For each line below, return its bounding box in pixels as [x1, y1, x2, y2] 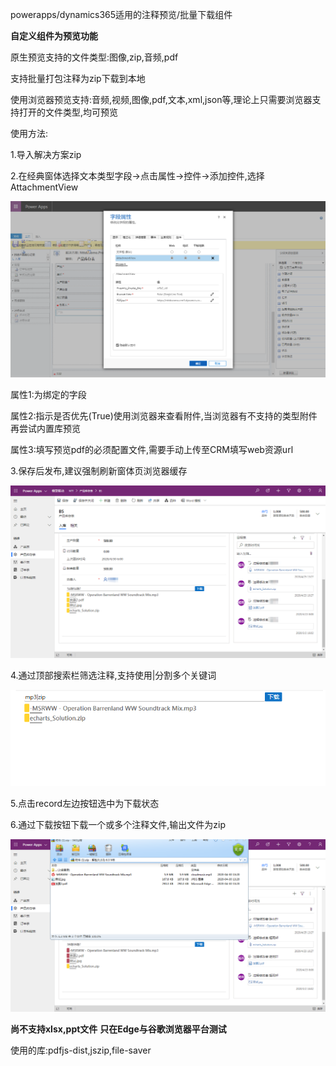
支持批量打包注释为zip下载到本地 [10, 73, 146, 84]
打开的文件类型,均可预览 [18, 106, 119, 118]
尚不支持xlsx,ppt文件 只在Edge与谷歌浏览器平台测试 [10, 1023, 227, 1035]
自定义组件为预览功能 [10, 30, 98, 42]
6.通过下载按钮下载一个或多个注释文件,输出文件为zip [10, 818, 226, 830]
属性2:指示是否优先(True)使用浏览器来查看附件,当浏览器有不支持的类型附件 [10, 410, 318, 422]
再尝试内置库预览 [10, 423, 81, 435]
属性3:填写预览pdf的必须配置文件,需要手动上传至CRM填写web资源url [10, 444, 294, 456]
